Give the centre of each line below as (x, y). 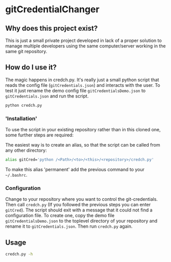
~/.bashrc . (16, 175)
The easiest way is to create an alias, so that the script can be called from (83, 145)
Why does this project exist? (52, 28)
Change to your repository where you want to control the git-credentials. (82, 199)
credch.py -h (19, 254)
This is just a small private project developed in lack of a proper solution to (83, 40)
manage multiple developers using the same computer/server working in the (86, 46)
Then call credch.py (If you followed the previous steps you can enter (78, 205)
